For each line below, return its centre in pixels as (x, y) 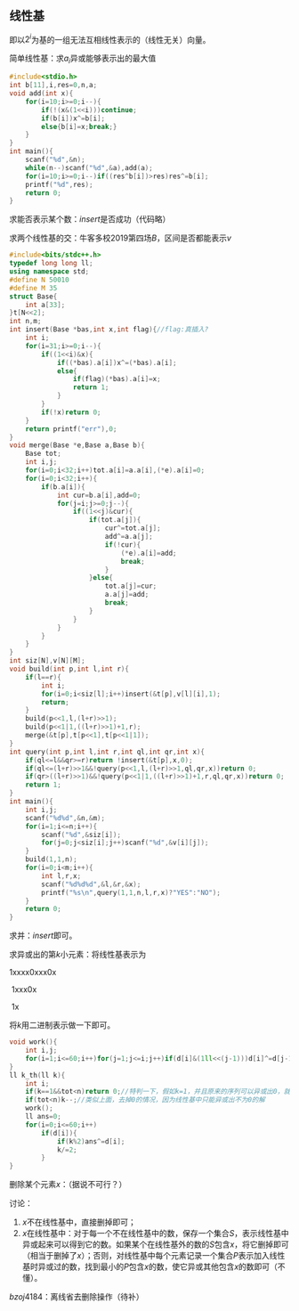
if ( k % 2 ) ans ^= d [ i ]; (91, 1141)
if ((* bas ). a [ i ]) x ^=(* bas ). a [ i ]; (117, 362)
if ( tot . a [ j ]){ (115, 520)
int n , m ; (25, 322)
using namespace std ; (49, 272)
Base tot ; (44, 454)
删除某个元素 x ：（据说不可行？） (68, 1185)
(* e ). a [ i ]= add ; (149, 553)
